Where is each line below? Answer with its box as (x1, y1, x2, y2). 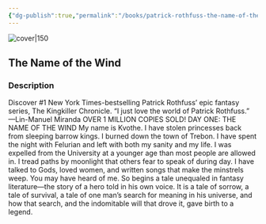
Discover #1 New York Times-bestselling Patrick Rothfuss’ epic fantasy (8, 98, 240, 108)
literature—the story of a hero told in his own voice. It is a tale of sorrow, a (8, 182, 249, 192)
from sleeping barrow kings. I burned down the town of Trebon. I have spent (8, 131, 257, 141)
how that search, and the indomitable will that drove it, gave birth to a (8, 199, 234, 208)
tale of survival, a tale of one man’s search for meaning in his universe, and (8, 191, 253, 200)
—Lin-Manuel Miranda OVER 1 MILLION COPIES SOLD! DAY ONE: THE (8, 115, 237, 124)
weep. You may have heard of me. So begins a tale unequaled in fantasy (8, 173, 244, 183)
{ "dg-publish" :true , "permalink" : (8, 11, 119, 20)
